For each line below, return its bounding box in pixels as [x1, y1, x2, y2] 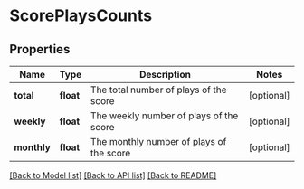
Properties [9, 42, 71, 57]
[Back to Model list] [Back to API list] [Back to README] [9, 170, 217, 181]
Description [138, 69, 192, 80]
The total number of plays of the [90, 83, 228, 96]
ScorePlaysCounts [9, 5, 152, 26]
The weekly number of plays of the [90, 109, 239, 122]
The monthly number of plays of [90, 136, 227, 147]
